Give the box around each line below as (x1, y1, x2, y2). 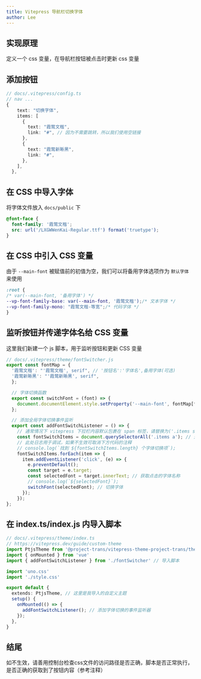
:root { (6, 287, 26, 293)
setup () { (11, 596, 36, 602)
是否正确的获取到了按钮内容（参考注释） (6, 666, 106, 674)
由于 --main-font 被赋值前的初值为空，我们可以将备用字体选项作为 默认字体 (6, 268, 190, 275)
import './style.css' (6, 574, 60, 580)
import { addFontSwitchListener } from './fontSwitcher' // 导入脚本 (6, 557, 179, 564)
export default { (6, 585, 50, 591)
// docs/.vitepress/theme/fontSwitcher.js (6, 356, 114, 363)
